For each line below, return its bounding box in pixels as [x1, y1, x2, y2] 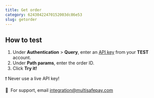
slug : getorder [5, 17, 37, 22]
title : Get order [5, 7, 42, 13]
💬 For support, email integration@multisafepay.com [5, 87, 114, 93]
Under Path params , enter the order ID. [12, 60, 94, 66]
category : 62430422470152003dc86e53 [5, 12, 82, 17]
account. [12, 54, 31, 61]
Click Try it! [12, 66, 37, 72]
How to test [5, 36, 42, 44]
